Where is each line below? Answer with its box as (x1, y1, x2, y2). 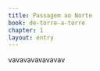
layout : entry (8, 33, 55, 42)
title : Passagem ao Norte (8, 11, 92, 20)
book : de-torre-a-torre (8, 19, 86, 27)
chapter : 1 (8, 26, 44, 34)
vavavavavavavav (8, 55, 66, 65)
